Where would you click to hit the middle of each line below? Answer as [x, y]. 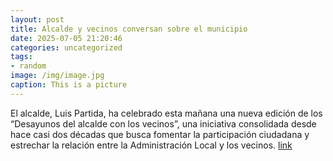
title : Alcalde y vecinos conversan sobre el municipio [129, 29]
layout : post [37, 19]
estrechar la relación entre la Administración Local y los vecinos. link [151, 145]
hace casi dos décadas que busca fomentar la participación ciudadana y [160, 134]
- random [28, 66]
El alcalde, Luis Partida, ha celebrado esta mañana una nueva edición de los [166, 113]
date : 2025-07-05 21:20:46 [66, 38]
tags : [21, 57]
